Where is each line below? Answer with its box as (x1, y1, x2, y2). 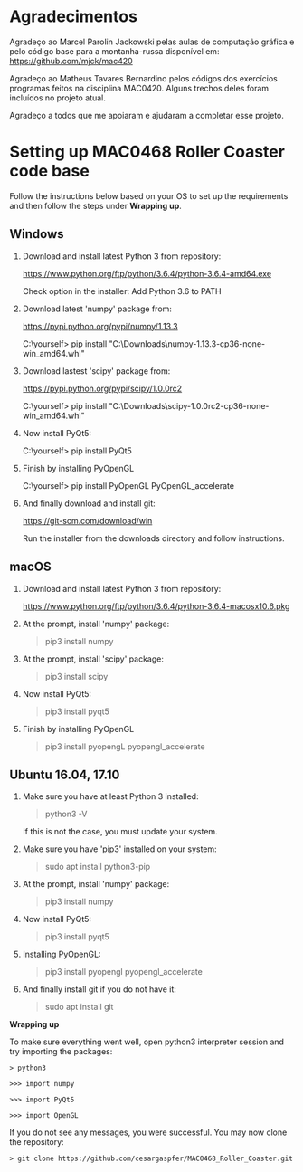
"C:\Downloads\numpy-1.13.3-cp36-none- (109, 338, 265, 349)
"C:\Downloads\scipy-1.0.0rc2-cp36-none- (109, 400, 270, 411)
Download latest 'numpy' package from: (22, 303, 172, 314)
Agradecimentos (9, 6, 138, 27)
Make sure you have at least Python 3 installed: (22, 791, 199, 802)
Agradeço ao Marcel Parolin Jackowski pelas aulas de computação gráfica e (9, 36, 295, 47)
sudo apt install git (44, 1002, 114, 1013)
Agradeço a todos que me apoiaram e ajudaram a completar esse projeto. (9, 110, 285, 120)
